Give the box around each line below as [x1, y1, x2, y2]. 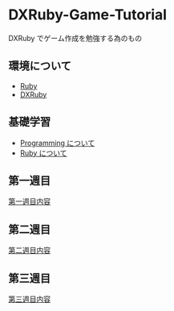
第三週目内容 [8, 294, 51, 304]
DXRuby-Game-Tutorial [8, 6, 167, 24]
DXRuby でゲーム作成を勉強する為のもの [8, 33, 143, 43]
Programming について [19, 138, 95, 147]
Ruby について [19, 147, 67, 158]
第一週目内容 [8, 197, 51, 206]
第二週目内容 [8, 246, 51, 255]
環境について [8, 59, 72, 73]
